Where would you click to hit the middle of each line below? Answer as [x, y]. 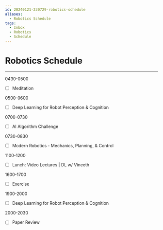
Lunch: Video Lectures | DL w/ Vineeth [51, 165]
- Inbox [17, 28]
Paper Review [26, 222]
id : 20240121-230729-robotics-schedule [45, 9]
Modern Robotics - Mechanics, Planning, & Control [63, 146]
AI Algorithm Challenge [35, 126]
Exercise [21, 184]
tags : [10, 23]
